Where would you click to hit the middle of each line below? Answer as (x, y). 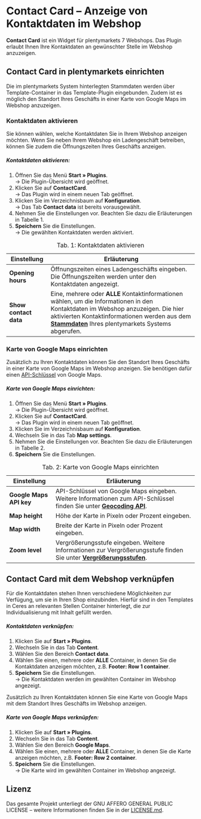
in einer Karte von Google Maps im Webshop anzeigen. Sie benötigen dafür (99, 368)
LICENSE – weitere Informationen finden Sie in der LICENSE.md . (85, 810)
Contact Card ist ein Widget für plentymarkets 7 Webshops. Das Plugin (94, 40)
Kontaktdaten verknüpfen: (40, 626)
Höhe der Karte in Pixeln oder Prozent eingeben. (124, 516)
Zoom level (25, 550)
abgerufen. (66, 331)
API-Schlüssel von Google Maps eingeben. (116, 491)
